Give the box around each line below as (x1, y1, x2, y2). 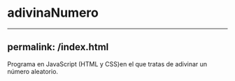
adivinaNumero (7, 5, 99, 21)
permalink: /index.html (7, 41, 109, 53)
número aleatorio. (7, 67, 58, 75)
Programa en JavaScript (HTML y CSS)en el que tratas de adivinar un (7, 59, 208, 68)
